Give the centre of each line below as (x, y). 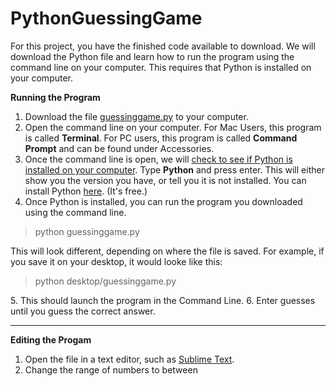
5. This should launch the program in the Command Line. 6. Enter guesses (163, 300)
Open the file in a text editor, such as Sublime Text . (129, 359)
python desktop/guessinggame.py (105, 281)
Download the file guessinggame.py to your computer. (136, 116)
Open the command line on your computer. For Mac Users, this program (173, 127)
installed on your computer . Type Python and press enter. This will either (174, 169)
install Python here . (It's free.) (86, 191)
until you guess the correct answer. (83, 311)
